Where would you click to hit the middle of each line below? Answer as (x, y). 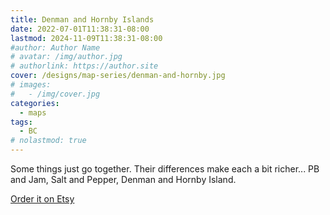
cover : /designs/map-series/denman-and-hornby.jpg (118, 76)
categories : (35, 103)
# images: (31, 85)
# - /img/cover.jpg (55, 94)
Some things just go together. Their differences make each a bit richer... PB (165, 169)
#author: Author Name (55, 47)
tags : (21, 122)
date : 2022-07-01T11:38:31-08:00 (80, 29)
